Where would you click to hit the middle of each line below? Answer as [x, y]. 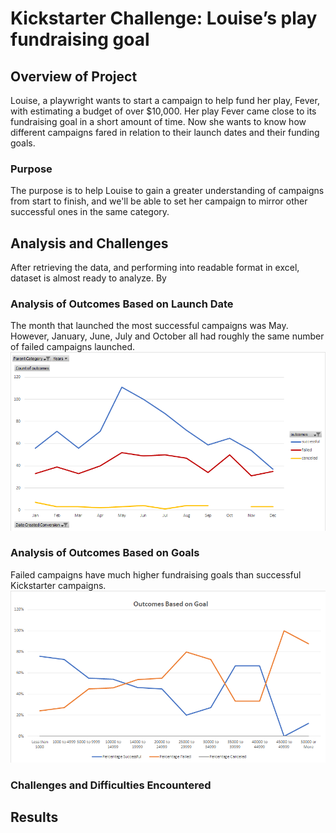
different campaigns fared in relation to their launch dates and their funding [165, 132]
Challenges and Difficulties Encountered [111, 785]
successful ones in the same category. [90, 212]
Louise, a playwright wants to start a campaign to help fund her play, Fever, [165, 100]
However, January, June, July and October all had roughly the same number [167, 336]
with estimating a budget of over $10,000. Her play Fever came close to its [163, 111]
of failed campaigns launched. [73, 347]
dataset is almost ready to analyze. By [88, 278]
